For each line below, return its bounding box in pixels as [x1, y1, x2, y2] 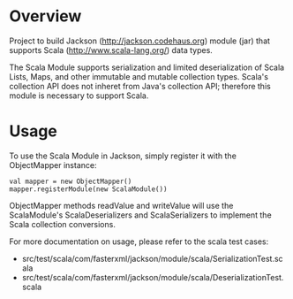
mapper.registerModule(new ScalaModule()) [9, 184, 168, 194]
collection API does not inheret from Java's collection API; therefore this [9, 80, 271, 91]
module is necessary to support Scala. [9, 90, 149, 101]
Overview [9, 6, 82, 27]
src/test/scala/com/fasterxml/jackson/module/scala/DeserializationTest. [21, 272, 284, 282]
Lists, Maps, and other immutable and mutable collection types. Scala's [9, 71, 269, 81]
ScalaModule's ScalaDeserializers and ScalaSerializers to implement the [9, 210, 272, 220]
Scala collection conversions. [9, 218, 116, 229]
